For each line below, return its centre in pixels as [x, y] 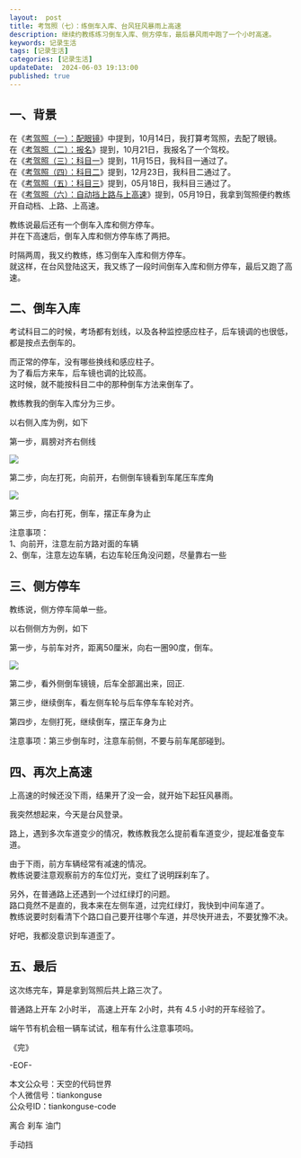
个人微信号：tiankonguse [56, 1095]
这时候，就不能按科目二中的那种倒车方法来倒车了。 [104, 385]
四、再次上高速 [51, 772]
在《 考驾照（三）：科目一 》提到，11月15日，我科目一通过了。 [121, 160]
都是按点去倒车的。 [45, 343]
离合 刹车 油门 [35, 1125]
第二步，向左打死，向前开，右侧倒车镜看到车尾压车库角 [111, 478]
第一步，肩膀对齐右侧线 [53, 442]
